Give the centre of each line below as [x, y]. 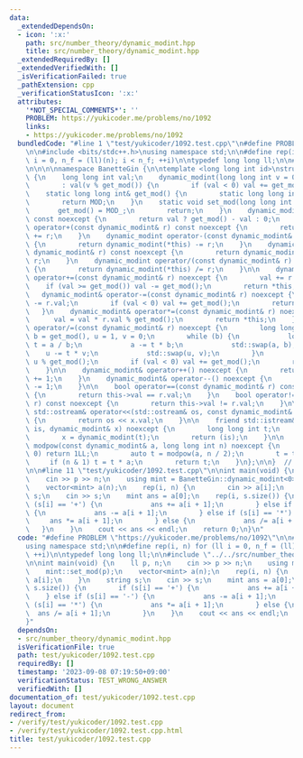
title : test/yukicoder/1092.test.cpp [80, 740]
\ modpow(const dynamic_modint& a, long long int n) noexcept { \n [153, 446]
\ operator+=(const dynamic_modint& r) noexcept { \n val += [155, 278]
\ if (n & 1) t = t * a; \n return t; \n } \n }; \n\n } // [159, 462]
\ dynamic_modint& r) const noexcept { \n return [133, 253]
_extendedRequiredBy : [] [64, 60]
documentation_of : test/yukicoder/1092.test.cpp [102, 697]
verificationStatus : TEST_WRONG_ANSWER [92, 680]
